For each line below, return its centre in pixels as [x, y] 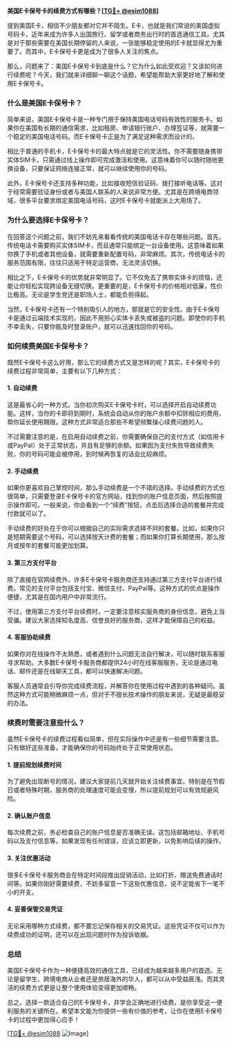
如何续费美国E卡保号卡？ [48, 346]
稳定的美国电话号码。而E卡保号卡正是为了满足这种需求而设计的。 [106, 137]
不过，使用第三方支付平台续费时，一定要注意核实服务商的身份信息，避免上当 [116, 611]
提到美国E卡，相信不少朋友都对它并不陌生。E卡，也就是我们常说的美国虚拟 [114, 26]
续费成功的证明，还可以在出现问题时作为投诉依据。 [80, 934]
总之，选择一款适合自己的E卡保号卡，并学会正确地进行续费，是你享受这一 [112, 1003]
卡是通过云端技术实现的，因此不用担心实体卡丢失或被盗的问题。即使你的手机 [116, 318]
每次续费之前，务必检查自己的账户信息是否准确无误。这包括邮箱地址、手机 [113, 833]
